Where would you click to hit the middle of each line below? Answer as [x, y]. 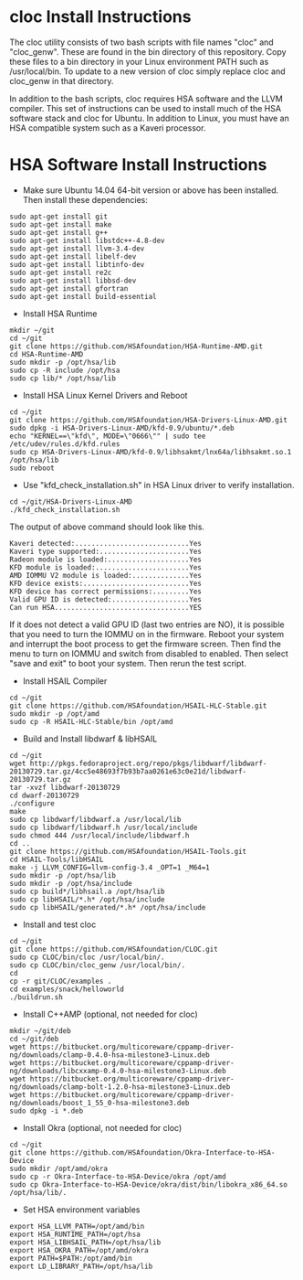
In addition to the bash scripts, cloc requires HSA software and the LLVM [146, 99]
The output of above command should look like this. [107, 527]
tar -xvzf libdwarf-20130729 [65, 787]
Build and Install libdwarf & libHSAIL [90, 739]
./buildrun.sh [37, 997]
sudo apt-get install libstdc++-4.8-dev [88, 240]
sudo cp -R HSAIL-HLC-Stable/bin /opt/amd [91, 721]
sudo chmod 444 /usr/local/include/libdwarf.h [99, 835]
